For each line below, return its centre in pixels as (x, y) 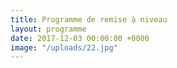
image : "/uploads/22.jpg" (64, 47)
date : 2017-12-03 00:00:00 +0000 (80, 38)
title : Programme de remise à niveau (89, 19)
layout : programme (48, 29)
